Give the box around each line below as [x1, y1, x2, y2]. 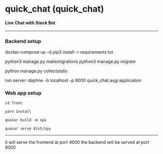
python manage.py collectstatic [5, 68, 68, 74]
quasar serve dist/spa [5, 126, 51, 131]
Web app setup [5, 89, 42, 96]
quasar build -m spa [5, 117, 47, 122]
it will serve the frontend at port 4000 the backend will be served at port [5, 139, 149, 145]
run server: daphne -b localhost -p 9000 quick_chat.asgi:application [5, 77, 142, 83]
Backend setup [5, 38, 41, 45]
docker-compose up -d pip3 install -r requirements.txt [5, 49, 113, 55]
